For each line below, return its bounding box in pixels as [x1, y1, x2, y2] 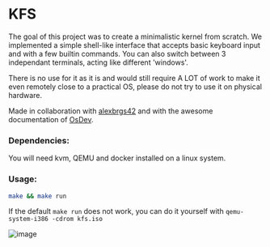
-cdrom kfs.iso [51, 215, 103, 224]
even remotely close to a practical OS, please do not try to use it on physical [8, 82, 263, 92]
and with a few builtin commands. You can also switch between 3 [8, 49, 226, 58]
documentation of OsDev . [8, 114, 94, 124]
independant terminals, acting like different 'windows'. [8, 57, 188, 67]
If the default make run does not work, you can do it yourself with [8, 207, 224, 216]
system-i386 [8, 215, 49, 224]
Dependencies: [8, 134, 70, 146]
